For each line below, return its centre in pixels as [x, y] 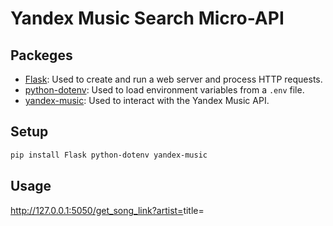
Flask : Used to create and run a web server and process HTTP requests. [173, 79]
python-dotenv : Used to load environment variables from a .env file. [164, 90]
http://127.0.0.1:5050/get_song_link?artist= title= [107, 210]
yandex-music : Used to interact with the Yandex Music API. [147, 100]
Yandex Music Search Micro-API [147, 18]
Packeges [41, 55]
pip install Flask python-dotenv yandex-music [109, 155]
